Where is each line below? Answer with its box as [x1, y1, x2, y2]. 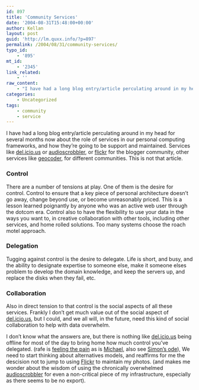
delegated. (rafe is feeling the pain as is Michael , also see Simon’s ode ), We [6, 346, 191, 353]
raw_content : [6, 81, 38, 87]
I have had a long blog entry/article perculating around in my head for [6, 130, 175, 137]
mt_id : [6, 58, 23, 64]
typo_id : [6, 47, 28, 53]
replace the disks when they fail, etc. [6, 274, 96, 282]
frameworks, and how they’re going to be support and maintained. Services [6, 142, 191, 149]
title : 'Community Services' [6, 14, 78, 20]
